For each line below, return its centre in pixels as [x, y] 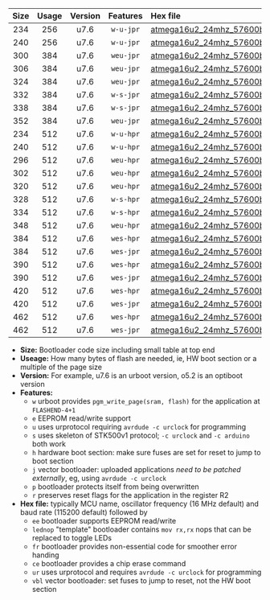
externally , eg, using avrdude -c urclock [99, 478]
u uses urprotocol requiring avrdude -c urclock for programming [139, 427]
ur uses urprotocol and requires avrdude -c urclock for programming [147, 572]
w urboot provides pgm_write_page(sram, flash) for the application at [146, 401]
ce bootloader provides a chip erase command [109, 563]
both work [49, 444]
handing [45, 555]
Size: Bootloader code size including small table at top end [117, 350]
